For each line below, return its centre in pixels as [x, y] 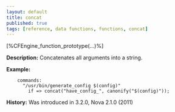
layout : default [27, 12]
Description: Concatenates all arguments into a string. [74, 58]
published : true [27, 23]
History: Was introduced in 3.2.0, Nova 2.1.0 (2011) [70, 102]
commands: [30, 81]
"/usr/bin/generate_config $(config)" [71, 86]
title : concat [24, 18]
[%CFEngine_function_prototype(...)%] [55, 46]
